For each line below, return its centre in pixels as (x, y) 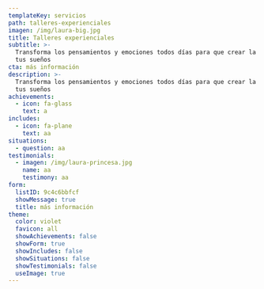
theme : (19, 215)
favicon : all (37, 229)
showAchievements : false (56, 237)
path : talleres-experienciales (60, 23)
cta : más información (44, 67)
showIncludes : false (49, 251)
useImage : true (40, 273)
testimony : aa (45, 178)
